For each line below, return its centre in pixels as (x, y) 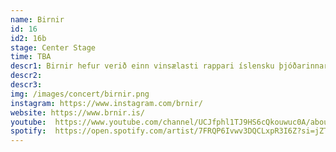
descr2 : (26, 76)
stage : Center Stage (53, 47)
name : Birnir (37, 19)
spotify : (28, 131)
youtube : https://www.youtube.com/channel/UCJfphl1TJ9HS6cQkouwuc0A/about (171, 122)
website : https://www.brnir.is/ (77, 112)
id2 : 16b (28, 38)
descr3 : (26, 85)
